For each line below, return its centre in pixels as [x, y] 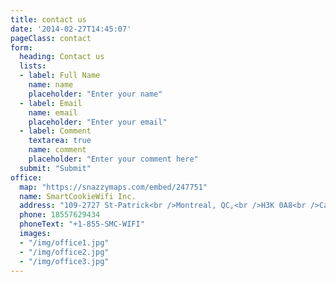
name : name [51, 85]
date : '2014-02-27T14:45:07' [71, 29]
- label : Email [51, 103]
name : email [53, 112]
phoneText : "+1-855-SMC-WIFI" [82, 224]
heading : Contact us [62, 57]
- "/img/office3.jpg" [64, 261]
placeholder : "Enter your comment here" [113, 159]
